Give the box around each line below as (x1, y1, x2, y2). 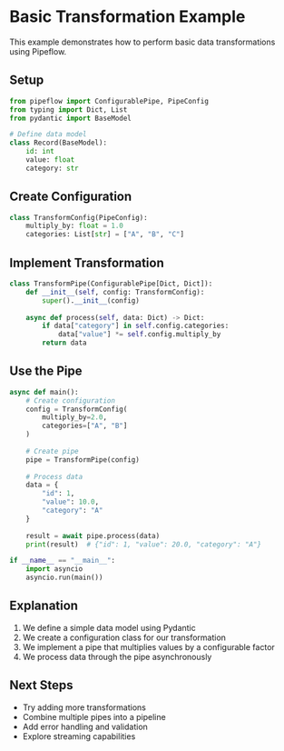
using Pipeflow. (9, 45, 67, 56)
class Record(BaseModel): (9, 138, 107, 147)
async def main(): (9, 387, 79, 396)
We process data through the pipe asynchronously (22, 651, 212, 662)
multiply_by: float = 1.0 (25, 221, 124, 231)
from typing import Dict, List (9, 105, 128, 115)
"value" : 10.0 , (42, 497, 100, 506)
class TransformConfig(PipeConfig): (9, 213, 148, 222)
